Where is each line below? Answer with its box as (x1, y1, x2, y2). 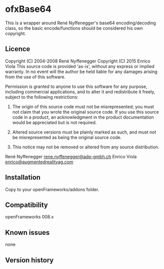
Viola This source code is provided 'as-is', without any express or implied (5, 63, 155, 69)
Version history (5, 256, 54, 264)
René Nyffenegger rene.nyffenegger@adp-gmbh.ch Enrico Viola (5, 153, 137, 159)
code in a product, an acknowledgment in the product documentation (12, 114, 155, 120)
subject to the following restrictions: (5, 94, 78, 100)
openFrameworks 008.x (5, 214, 54, 220)
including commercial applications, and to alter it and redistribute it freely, (5, 88, 156, 95)
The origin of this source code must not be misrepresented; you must (12, 103, 155, 110)
